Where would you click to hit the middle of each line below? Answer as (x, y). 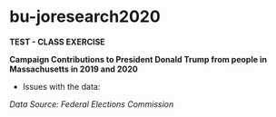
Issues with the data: (61, 86)
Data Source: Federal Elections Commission (92, 104)
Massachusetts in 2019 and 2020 (74, 69)
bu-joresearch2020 (85, 17)
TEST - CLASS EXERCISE (58, 42)
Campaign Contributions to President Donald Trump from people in (138, 59)
